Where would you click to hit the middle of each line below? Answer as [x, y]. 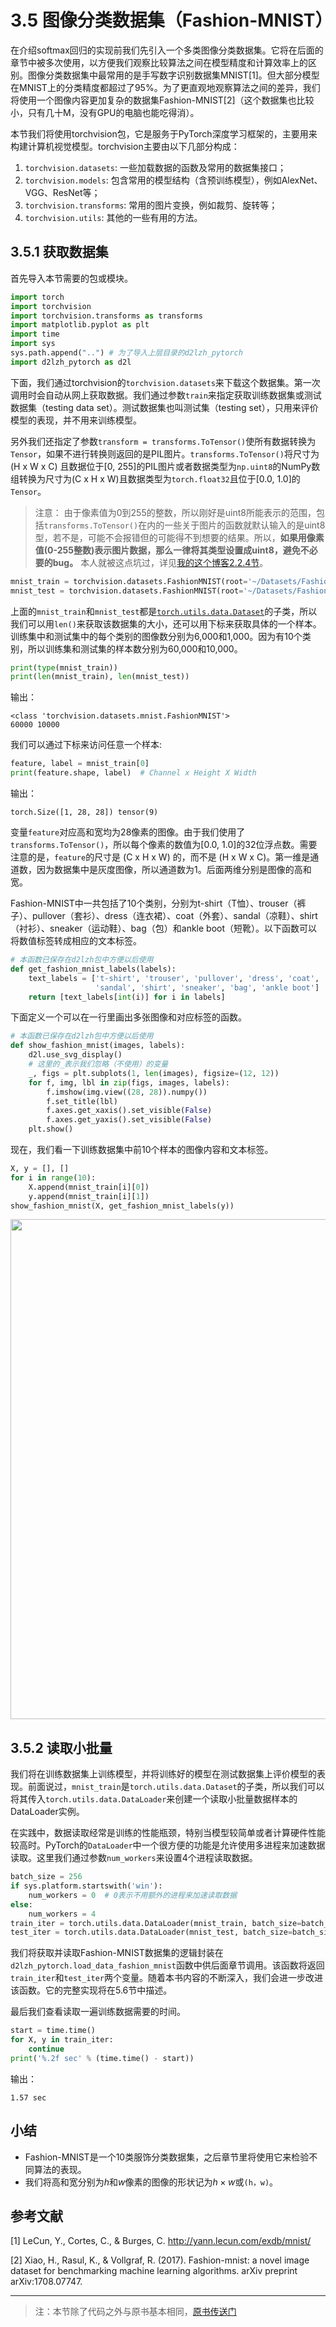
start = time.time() [53, 2031]
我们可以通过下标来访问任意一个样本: [86, 745]
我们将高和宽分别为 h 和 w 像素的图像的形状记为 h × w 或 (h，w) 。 [151, 2182]
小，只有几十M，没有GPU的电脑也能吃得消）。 [105, 112]
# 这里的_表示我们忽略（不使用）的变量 [98, 1064]
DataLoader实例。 [47, 1812]
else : [21, 1904]
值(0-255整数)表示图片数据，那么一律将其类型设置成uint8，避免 [167, 550]
